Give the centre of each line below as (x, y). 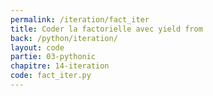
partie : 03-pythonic (53, 57)
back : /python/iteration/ (64, 38)
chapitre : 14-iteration (60, 66)
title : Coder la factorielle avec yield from (106, 29)
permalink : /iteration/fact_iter (80, 19)
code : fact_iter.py (51, 76)
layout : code (37, 47)
